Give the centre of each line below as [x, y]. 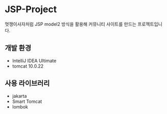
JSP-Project [31, 9]
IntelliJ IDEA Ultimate [34, 61]
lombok [20, 107]
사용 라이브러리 [27, 83]
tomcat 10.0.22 [28, 66]
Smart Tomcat [27, 101]
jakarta [19, 96]
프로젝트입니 [150, 24]
